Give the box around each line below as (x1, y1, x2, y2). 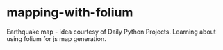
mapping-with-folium (6, 5, 133, 21)
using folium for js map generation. (6, 34, 106, 42)
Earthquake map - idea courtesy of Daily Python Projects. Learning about (6, 27, 216, 36)
